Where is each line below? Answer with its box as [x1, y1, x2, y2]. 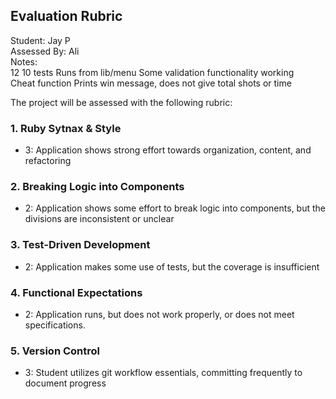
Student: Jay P [10, 34, 71, 46]
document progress [24, 377, 107, 389]
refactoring [24, 155, 72, 167]
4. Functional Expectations [10, 285, 143, 299]
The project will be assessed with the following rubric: [10, 96, 233, 108]
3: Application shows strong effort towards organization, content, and [24, 144, 312, 156]
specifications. [24, 319, 86, 331]
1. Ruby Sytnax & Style [10, 121, 122, 135]
